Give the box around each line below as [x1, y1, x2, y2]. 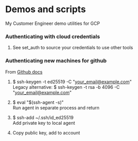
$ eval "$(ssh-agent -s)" [12, 99, 64, 105]
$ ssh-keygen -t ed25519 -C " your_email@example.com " [12, 79, 132, 85]
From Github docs [5, 68, 43, 75]
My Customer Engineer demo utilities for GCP [5, 20, 100, 26]
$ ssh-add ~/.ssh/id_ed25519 [12, 114, 74, 120]
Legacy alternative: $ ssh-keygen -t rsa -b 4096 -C [12, 84, 120, 90]
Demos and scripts [5, 4, 86, 15]
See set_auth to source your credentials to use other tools [12, 45, 133, 51]
